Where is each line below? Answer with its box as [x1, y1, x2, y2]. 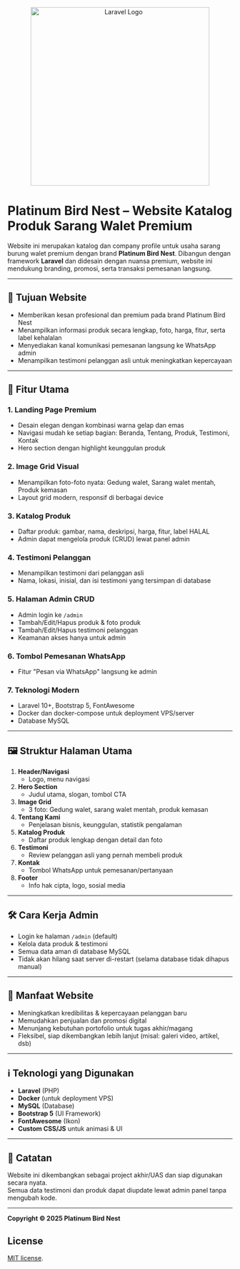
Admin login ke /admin [17, 611, 84, 619]
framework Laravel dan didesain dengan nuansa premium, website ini [7, 256, 213, 265]
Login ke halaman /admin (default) [17, 932, 118, 941]
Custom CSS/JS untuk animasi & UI [17, 1125, 123, 1133]
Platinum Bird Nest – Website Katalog [7, 203, 233, 219]
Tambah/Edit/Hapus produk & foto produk [17, 618, 141, 626]
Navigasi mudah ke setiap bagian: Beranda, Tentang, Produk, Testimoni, [17, 428, 230, 437]
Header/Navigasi [17, 768, 70, 776]
